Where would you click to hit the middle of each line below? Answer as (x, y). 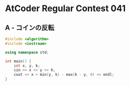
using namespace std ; (27, 52)
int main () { (18, 61)
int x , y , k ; (27, 66)
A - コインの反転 (30, 27)
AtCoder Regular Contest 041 (65, 9)
